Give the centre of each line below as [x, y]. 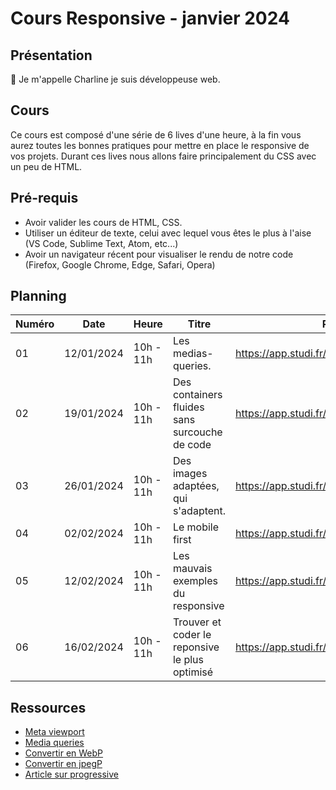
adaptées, [196, 486]
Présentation [51, 55]
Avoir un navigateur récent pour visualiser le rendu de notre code [159, 254]
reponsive [196, 647]
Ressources [48, 707]
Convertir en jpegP [63, 764]
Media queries [54, 743]
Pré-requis [44, 198]
